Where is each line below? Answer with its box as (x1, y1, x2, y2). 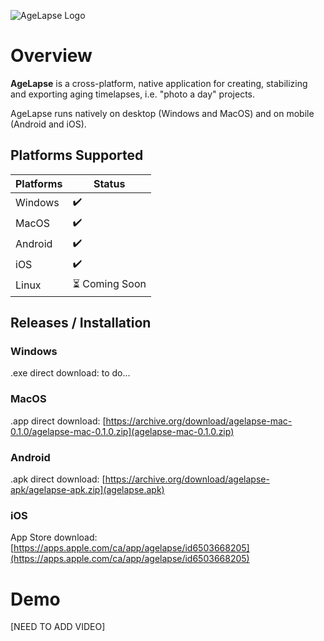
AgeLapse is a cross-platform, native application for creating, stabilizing (10, 77, 308, 89)
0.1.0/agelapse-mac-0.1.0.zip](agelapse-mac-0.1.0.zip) (10, 425, 235, 437)
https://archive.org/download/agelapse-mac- (105, 415, 293, 427)
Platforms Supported (10, 147, 144, 164)
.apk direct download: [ (10, 473, 106, 485)
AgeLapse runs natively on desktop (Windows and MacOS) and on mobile (10, 107, 315, 119)
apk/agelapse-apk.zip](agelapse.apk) (10, 484, 165, 496)
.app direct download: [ (10, 415, 107, 427)
